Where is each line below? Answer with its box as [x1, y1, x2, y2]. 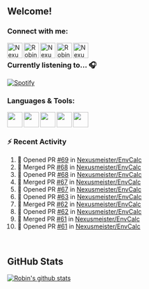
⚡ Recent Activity [7, 137, 67, 147]
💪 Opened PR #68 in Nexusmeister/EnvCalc [17, 170, 142, 178]
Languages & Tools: [7, 95, 75, 105]
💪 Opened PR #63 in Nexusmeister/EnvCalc [17, 192, 142, 201]
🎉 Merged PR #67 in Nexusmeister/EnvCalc [17, 178, 141, 186]
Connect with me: [7, 26, 69, 36]
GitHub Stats [7, 256, 64, 267]
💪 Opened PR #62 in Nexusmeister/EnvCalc [17, 207, 142, 215]
